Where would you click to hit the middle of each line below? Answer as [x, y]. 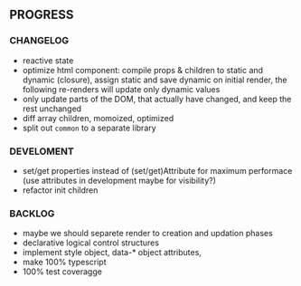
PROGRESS [42, 15]
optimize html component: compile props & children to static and [143, 70]
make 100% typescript [64, 262]
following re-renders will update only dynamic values [121, 89]
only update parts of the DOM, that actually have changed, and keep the [157, 99]
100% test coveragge [62, 272]
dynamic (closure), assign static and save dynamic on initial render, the [155, 80]
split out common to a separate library [89, 128]
